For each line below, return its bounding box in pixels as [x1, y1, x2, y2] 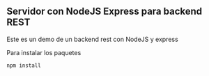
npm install [6, 62, 41, 69]
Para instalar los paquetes [6, 48, 82, 56]
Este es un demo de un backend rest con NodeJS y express [6, 35, 178, 43]
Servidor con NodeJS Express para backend [6, 6, 203, 17]
